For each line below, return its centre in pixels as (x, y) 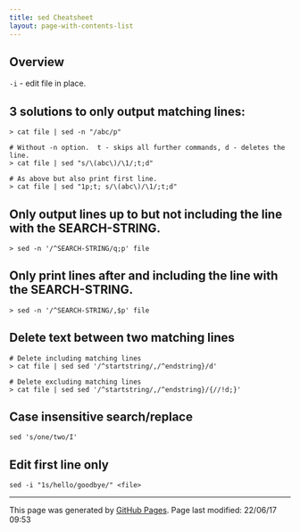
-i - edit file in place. (48, 83)
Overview (37, 62)
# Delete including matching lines (75, 358)
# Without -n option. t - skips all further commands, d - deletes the (147, 148)
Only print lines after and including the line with (144, 276)
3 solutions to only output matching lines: (127, 111)
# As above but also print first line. (83, 179)
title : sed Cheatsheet (51, 17)
